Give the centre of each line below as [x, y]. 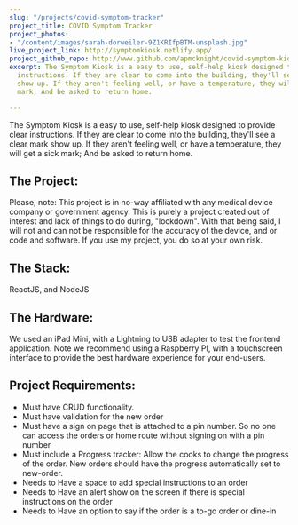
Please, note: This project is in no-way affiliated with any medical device [141, 203]
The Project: [44, 181]
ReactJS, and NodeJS [49, 290]
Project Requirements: [72, 386]
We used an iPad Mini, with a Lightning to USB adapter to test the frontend [145, 338]
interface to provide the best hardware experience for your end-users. [137, 357]
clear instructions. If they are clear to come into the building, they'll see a [142, 134]
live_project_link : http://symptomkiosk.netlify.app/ [111, 51]
